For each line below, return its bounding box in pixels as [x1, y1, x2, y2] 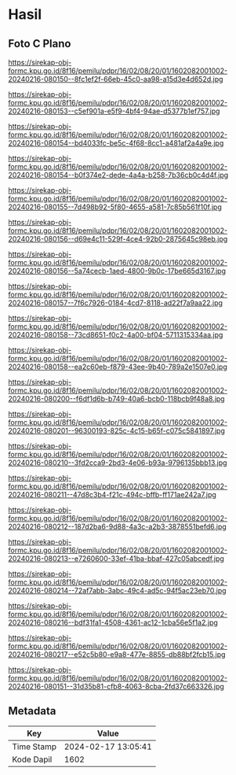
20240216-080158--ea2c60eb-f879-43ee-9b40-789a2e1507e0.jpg [8, 362, 227, 371]
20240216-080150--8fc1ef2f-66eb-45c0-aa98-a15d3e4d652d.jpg [8, 75, 223, 83]
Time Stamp [12, 741, 57, 752]
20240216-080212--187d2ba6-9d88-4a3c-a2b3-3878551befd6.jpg [8, 522, 227, 531]
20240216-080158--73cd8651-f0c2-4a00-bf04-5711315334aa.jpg [8, 330, 223, 339]
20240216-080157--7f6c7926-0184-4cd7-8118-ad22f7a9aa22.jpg [8, 298, 223, 308]
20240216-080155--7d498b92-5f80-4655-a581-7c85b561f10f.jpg [8, 202, 222, 212]
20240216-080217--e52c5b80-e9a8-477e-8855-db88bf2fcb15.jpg [8, 650, 226, 659]
